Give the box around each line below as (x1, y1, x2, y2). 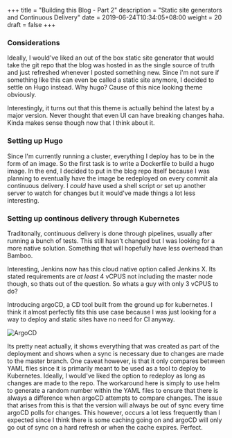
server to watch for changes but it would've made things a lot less (7, 189, 196, 197)
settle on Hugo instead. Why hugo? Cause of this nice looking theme (7, 83, 203, 92)
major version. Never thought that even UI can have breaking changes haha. (7, 111, 225, 120)
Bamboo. (7, 251, 33, 260)
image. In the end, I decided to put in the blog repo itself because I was (7, 167, 210, 175)
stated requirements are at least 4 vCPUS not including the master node (7, 272, 213, 280)
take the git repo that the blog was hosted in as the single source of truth (7, 61, 215, 69)
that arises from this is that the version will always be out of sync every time (7, 401, 224, 409)
